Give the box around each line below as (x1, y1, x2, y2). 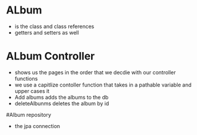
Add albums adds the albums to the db (14, 94, 109, 101)
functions (14, 75, 38, 82)
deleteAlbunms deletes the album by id (14, 100, 109, 107)
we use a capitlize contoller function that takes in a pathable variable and (14, 81, 192, 88)
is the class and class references (14, 23, 95, 30)
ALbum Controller (6, 50, 95, 63)
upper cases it (14, 87, 50, 94)
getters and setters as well (14, 29, 79, 36)
